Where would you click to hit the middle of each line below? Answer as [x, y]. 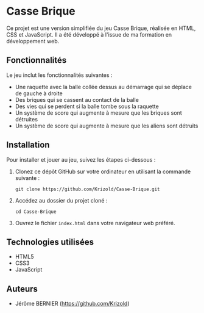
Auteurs [22, 289]
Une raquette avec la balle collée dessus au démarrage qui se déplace [104, 87]
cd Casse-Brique [36, 212]
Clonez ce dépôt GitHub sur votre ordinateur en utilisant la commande [103, 171]
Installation [28, 145]
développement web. [33, 41]
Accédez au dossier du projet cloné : [61, 200]
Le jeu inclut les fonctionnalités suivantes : [59, 75]
